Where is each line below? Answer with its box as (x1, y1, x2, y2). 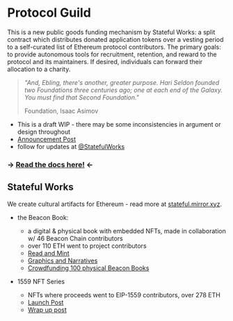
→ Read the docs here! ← (7, 159, 94, 169)
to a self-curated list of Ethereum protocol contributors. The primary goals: (7, 42, 221, 51)
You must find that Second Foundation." (24, 93, 139, 102)
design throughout (17, 127, 71, 136)
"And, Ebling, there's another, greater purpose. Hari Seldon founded (24, 78, 220, 86)
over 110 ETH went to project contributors (27, 242, 147, 250)
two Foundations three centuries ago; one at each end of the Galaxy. (24, 86, 223, 94)
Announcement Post (17, 134, 77, 143)
